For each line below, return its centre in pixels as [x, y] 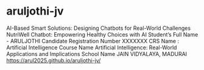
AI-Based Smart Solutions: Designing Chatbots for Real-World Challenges [98, 28]
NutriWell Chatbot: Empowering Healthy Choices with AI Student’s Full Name [102, 34]
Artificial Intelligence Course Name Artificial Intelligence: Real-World [92, 47]
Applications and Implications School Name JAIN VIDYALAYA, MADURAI [97, 54]
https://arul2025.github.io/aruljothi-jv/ [54, 60]
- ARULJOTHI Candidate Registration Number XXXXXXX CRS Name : [93, 41]
